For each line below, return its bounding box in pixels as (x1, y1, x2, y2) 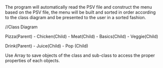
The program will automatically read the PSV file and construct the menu (5, 4, 152, 10)
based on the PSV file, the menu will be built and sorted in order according (5, 9, 156, 15)
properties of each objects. (5, 58, 60, 63)
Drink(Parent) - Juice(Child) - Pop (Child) (5, 43, 88, 48)
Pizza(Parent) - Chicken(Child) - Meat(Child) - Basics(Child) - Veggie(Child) (5, 34, 159, 39)
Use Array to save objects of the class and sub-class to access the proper (5, 52, 155, 58)
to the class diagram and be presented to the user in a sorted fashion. (5, 15, 146, 20)
